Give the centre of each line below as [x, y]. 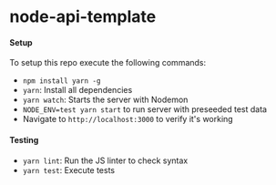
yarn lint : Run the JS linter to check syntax [105, 160]
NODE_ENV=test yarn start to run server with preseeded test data [144, 109]
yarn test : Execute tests [69, 170]
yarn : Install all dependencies [77, 90]
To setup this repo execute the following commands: [108, 63]
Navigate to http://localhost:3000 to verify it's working [128, 119]
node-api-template [83, 17]
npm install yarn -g [61, 81]
